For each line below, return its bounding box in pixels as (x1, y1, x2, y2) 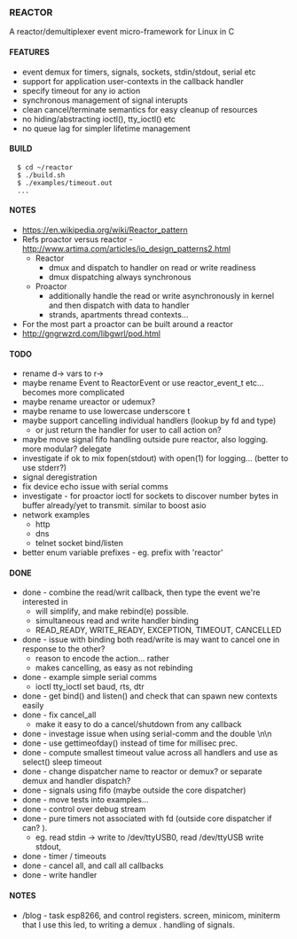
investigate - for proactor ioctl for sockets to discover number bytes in (21, 490, 279, 502)
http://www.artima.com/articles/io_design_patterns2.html (21, 243, 231, 254)
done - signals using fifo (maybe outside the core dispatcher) (21, 785, 246, 795)
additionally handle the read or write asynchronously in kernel (48, 290, 275, 301)
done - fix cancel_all (21, 709, 97, 720)
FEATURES (9, 46, 51, 57)
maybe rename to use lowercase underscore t (21, 406, 191, 417)
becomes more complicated (21, 387, 125, 398)
